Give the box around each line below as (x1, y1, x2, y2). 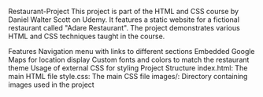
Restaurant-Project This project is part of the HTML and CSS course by (8, 7, 239, 16)
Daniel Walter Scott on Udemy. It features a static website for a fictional (8, 15, 240, 24)
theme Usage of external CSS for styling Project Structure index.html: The (8, 63, 248, 73)
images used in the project (8, 80, 94, 89)
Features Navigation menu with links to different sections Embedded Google (8, 47, 255, 56)
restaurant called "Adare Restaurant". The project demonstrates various (8, 23, 240, 32)
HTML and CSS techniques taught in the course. (8, 31, 165, 41)
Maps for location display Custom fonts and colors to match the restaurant (8, 55, 250, 64)
